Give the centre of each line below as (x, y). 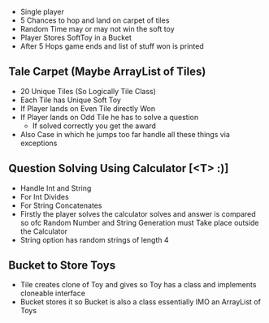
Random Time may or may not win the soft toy (97, 29)
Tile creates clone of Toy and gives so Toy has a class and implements (138, 285)
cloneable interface (52, 293)
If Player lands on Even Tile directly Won (88, 108)
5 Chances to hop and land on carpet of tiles (95, 20)
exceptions (39, 143)
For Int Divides (44, 196)
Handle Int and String (56, 188)
